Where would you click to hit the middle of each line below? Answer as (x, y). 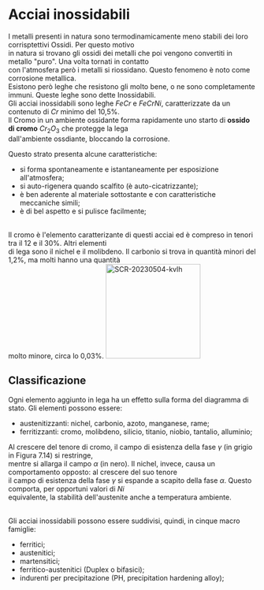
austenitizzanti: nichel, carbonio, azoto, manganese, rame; (115, 423)
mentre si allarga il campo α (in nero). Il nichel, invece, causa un (112, 463)
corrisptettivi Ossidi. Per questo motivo (71, 44)
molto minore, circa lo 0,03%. (56, 355)
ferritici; (32, 544)
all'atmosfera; (42, 177)
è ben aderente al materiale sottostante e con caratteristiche (118, 194)
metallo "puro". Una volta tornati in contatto (79, 61)
